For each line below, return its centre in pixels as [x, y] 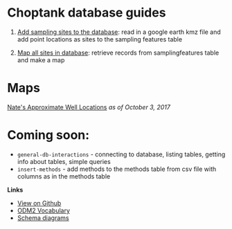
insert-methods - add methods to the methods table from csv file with [117, 169]
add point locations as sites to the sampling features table [99, 39]
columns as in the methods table [64, 176]
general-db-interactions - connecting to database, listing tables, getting [121, 154]
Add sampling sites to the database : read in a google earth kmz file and [119, 32]
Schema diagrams [43, 218]
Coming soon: [48, 135]
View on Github [39, 203]
